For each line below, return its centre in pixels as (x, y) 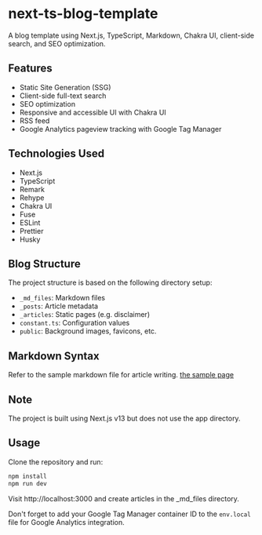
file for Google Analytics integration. (67, 522)
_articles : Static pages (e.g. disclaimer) (85, 315)
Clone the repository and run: (56, 462)
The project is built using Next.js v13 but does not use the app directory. (124, 418)
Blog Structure (44, 264)
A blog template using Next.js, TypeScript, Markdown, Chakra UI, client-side (131, 35)
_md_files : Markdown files (62, 298)
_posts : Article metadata (59, 306)
